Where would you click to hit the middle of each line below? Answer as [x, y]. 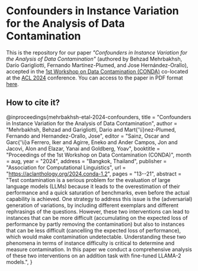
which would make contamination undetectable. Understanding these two [96, 237]
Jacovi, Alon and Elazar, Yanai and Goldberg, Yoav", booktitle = [83, 148]
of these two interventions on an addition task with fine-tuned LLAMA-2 [94, 256]
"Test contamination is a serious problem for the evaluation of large [88, 180]
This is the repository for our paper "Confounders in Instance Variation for [97, 52]
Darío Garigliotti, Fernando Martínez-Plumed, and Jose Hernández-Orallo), [97, 65]
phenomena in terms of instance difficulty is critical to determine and [90, 243]
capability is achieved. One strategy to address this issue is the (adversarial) [99, 199]
